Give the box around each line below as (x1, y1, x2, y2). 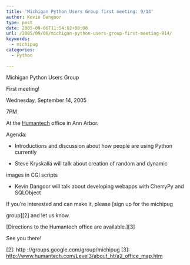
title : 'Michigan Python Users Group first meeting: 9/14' (6, 8, 154, 15)
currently (14, 148, 37, 155)
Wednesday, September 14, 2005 (6, 97, 87, 104)
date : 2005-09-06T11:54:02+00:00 (6, 25, 88, 31)
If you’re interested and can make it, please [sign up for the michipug (6, 200, 174, 207)
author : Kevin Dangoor (6, 14, 62, 20)
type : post (6, 19, 33, 25)
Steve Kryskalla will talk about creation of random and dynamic (14, 160, 168, 167)
